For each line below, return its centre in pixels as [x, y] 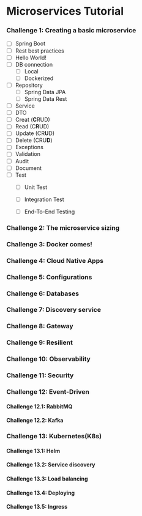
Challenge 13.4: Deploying [41, 493]
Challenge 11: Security [40, 375]
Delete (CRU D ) [34, 140]
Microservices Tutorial [65, 11]
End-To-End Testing [50, 212]
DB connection [34, 64]
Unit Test [36, 187]
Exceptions [29, 147]
